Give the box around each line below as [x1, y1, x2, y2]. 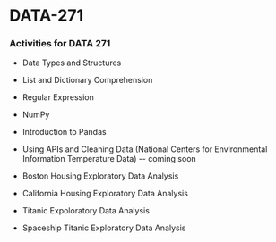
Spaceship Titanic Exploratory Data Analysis [22, 222, 186, 233]
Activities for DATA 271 [9, 38, 111, 50]
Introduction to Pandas [22, 127, 107, 138]
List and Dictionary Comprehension [22, 75, 153, 86]
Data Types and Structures [22, 57, 122, 68]
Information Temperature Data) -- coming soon [22, 154, 197, 164]
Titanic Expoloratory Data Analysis [22, 205, 151, 216]
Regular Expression [22, 92, 94, 103]
